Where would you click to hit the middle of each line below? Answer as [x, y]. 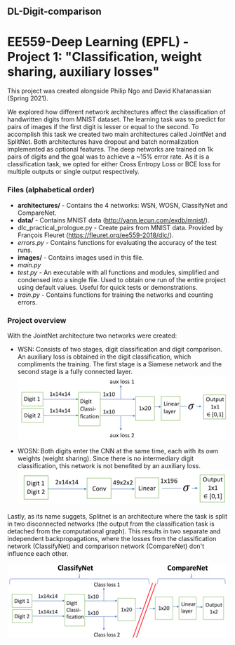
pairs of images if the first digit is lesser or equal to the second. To [103, 127]
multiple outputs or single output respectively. [74, 172]
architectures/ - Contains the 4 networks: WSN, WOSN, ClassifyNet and [122, 205]
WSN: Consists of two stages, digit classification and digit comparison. [120, 349]
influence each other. [38, 554]
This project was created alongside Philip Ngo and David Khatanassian [109, 91]
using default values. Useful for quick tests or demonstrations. [107, 287]
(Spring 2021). [28, 98]
